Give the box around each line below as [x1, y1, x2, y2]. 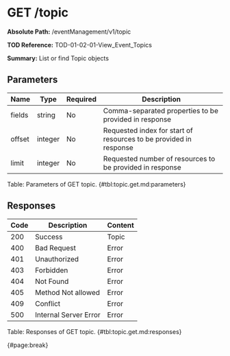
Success [35, 232, 63, 241]
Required [66, 94, 97, 104]
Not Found [35, 276, 69, 286]
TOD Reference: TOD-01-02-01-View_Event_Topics [7, 40, 153, 49]
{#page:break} [7, 341, 49, 349]
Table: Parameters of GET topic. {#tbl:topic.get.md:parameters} [7, 180, 186, 188]
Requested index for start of [103, 126, 193, 135]
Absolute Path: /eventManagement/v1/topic [7, 27, 131, 36]
